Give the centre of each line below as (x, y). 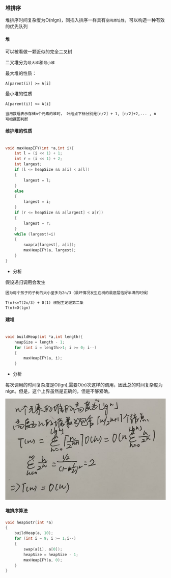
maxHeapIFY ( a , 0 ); (43, 560)
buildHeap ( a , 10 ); (34, 533)
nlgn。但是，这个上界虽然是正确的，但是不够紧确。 (59, 391)
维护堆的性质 (19, 131)
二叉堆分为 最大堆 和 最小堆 (30, 62)
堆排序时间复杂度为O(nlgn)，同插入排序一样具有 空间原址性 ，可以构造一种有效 (85, 20)
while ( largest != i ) (35, 234)
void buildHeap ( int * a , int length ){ (44, 337)
